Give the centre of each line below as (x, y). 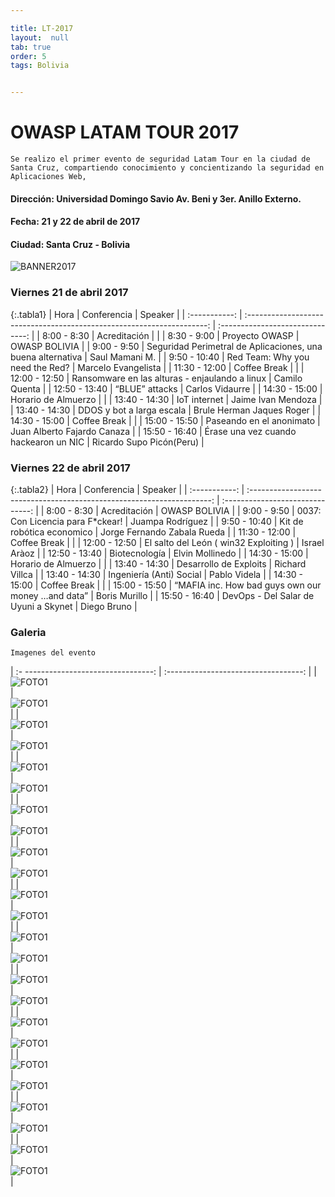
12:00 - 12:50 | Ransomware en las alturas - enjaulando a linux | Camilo (156, 378)
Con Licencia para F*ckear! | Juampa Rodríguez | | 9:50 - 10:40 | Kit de (157, 522)
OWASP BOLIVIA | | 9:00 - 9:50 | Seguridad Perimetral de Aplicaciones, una (166, 346)
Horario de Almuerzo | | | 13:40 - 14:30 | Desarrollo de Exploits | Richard (158, 564)
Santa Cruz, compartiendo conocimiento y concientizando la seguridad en (167, 168)
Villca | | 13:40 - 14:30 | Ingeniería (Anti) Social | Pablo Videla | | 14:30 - (156, 575)
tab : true (31, 47)
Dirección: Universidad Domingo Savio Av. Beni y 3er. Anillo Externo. (156, 198)
